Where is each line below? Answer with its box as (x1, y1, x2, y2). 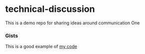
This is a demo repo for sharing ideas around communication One (5, 20, 140, 26)
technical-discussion (5, 3, 95, 15)
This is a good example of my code (5, 44, 77, 50)
